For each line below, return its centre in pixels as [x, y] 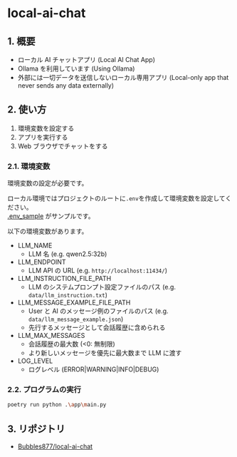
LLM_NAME [35, 246]
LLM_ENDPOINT [42, 262]
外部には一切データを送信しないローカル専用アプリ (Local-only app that [123, 77]
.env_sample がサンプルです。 [51, 216]
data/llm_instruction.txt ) [68, 295]
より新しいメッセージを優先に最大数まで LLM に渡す [105, 353]
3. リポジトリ [36, 429]
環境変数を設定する [46, 128]
